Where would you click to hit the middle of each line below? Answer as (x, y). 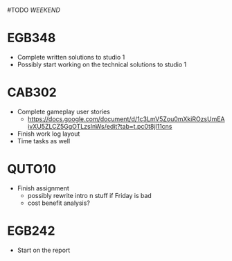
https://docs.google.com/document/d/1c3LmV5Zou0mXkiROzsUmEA (126, 119)
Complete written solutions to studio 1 (71, 57)
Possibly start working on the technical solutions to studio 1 (102, 64)
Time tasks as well (44, 141)
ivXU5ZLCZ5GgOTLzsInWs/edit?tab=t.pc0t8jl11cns (100, 126)
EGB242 (31, 231)
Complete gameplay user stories (64, 111)
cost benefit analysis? (59, 203)
